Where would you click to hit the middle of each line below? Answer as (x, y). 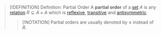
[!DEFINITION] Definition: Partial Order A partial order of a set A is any (83, 7)
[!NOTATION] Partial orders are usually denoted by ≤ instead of (88, 22)
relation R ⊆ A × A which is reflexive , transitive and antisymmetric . (78, 12)
